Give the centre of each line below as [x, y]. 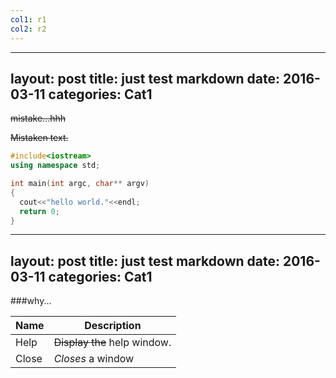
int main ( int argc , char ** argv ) [80, 184]
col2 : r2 [28, 29]
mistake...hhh [38, 118]
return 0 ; [39, 211]
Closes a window [94, 359]
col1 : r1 [28, 19]
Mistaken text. [39, 138]
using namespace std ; [55, 166]
